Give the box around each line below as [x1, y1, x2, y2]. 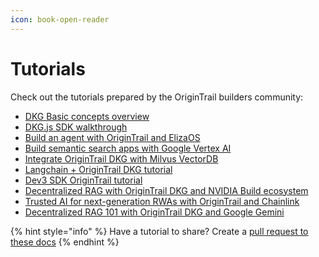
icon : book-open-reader [10, 14, 110, 25]
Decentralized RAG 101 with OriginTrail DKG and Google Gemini [24, 206, 285, 218]
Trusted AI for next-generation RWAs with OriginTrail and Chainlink [24, 195, 300, 207]
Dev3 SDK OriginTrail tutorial [24, 174, 143, 186]
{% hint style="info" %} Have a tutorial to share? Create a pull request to [10, 225, 309, 237]
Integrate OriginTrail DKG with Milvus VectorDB [24, 152, 219, 165]
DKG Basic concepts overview [24, 110, 150, 122]
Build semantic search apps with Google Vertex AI [24, 142, 232, 154]
